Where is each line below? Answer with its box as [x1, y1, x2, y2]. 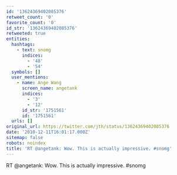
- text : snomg [16, 47, 51, 53]
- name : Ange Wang [16, 80, 62, 86]
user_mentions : [11, 74, 49, 80]
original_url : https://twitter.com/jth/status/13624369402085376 [6, 124, 169, 130]
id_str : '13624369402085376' [6, 25, 78, 31]
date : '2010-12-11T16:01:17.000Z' [6, 129, 91, 136]
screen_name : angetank [21, 85, 78, 91]
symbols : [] [11, 69, 41, 75]
